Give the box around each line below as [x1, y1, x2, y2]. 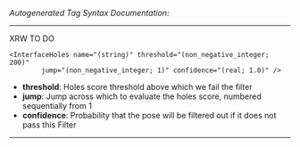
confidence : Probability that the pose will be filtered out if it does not [21, 110, 277, 120]
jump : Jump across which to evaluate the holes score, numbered [21, 91, 262, 102]
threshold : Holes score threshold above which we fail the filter [21, 82, 253, 92]
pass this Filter [21, 119, 77, 130]
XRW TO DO [9, 33, 55, 44]
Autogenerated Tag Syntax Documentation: [9, 8, 170, 18]
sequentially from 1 [21, 101, 92, 110]
